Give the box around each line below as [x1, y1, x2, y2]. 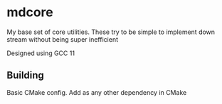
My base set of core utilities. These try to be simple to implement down [6, 28, 215, 36]
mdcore [6, 4, 54, 21]
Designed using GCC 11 [6, 49, 75, 57]
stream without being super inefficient [6, 35, 119, 43]
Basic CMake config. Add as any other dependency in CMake [6, 88, 187, 96]
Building [6, 69, 44, 81]
